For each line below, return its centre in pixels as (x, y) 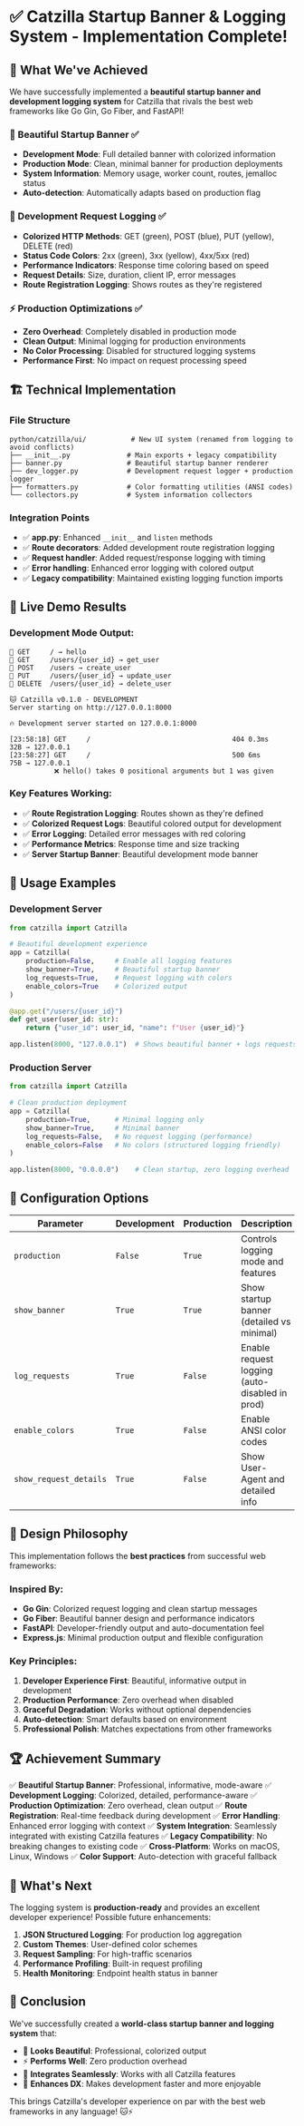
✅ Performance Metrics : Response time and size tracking (131, 844)
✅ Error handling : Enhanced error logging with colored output (138, 568)
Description (266, 1224)
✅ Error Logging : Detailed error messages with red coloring (134, 834)
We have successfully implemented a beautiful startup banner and (135, 92)
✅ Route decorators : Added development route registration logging (148, 547)
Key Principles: (43, 1662)
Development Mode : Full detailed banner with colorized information (149, 154)
